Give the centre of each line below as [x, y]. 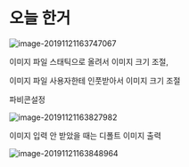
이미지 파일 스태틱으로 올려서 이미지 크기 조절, [89, 61]
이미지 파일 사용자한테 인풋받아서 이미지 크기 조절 [95, 80]
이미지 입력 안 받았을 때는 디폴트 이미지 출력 [86, 135]
